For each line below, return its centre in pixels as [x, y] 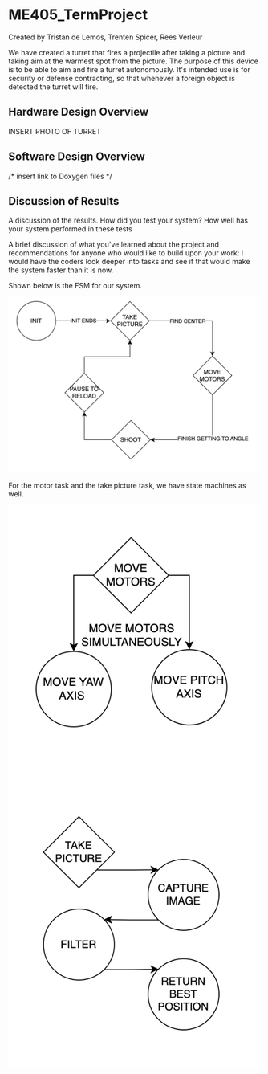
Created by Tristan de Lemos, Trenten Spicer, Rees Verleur [106, 37]
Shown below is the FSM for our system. [75, 286]
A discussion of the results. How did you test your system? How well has [128, 221]
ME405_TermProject [78, 15]
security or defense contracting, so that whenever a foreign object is [122, 78]
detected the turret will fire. [53, 87]
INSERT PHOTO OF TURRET [55, 131]
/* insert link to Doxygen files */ [60, 176]
